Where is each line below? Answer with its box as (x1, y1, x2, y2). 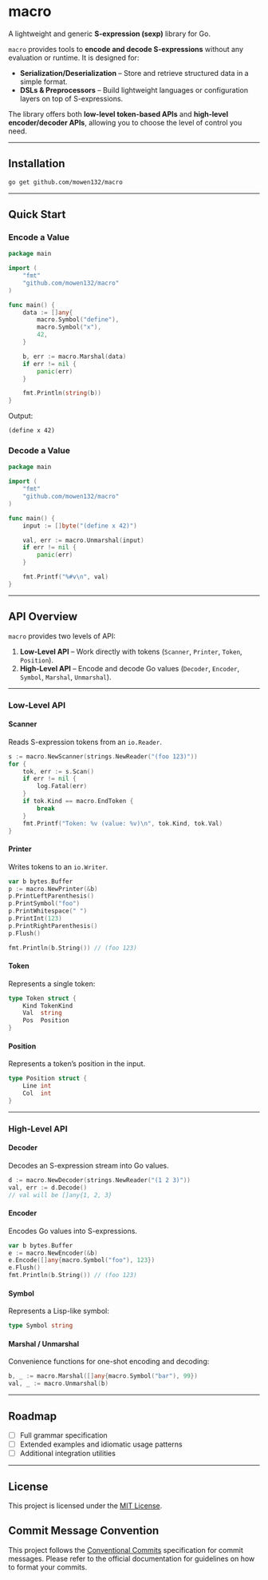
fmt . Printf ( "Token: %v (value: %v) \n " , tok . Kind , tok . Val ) (22, 819, 223, 827)
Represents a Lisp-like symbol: (8, 1306, 110, 1316)
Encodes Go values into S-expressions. (8, 1226, 138, 1236)
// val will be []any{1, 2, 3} (8, 1191, 112, 1199)
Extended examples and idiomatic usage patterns (19, 1439, 183, 1449)
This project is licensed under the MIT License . (8, 1501, 163, 1510)
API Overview (8, 610, 78, 623)
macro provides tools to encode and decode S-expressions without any (8, 44, 244, 54)
